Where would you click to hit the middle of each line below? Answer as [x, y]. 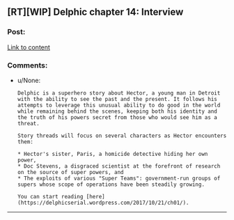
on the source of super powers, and [70, 172]
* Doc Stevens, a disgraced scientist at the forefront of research [119, 166]
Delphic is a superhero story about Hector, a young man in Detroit [119, 93]
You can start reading [50, 196]
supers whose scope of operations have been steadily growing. [111, 184]
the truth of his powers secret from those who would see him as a [117, 117]
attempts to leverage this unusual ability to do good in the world [119, 105]
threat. [28, 123]
